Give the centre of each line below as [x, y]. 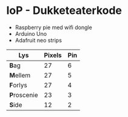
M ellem [20, 75]
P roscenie [24, 95]
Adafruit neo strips [39, 40]
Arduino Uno [31, 33]
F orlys [18, 85]
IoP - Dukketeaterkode [64, 11]
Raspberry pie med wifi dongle [53, 27]
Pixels [53, 55]
